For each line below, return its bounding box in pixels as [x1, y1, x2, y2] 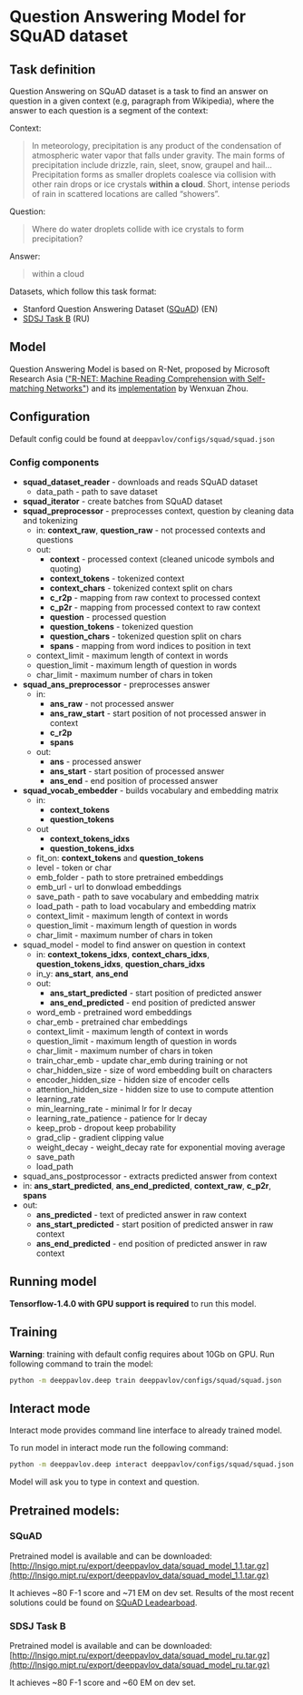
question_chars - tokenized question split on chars [49, 631, 242, 642]
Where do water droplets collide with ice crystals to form [31, 224, 245, 234]
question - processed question [49, 611, 167, 622]
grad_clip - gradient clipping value [35, 1132, 165, 1142]
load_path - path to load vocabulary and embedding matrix [35, 900, 257, 911]
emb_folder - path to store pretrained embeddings [35, 871, 224, 882]
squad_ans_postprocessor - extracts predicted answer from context [22, 1171, 278, 1181]
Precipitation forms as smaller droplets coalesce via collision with [31, 170, 277, 180]
